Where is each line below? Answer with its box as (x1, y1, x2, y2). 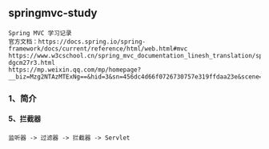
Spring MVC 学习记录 (8, 29, 72, 37)
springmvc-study (8, 6, 98, 20)
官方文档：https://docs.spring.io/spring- (8, 38, 147, 46)
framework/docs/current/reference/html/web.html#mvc (8, 44, 188, 53)
